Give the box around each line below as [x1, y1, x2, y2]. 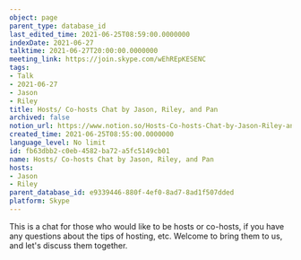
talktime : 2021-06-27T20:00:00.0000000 [9, 47, 159, 56]
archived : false [9, 113, 70, 122]
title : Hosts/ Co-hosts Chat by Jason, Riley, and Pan [9, 105, 219, 114]
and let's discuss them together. [9, 239, 128, 251]
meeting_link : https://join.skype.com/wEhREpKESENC [9, 55, 206, 64]
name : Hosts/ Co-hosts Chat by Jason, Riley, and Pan [9, 154, 215, 164]
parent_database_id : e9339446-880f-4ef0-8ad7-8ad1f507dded [9, 188, 235, 197]
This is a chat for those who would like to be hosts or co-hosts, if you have [9, 221, 285, 231]
